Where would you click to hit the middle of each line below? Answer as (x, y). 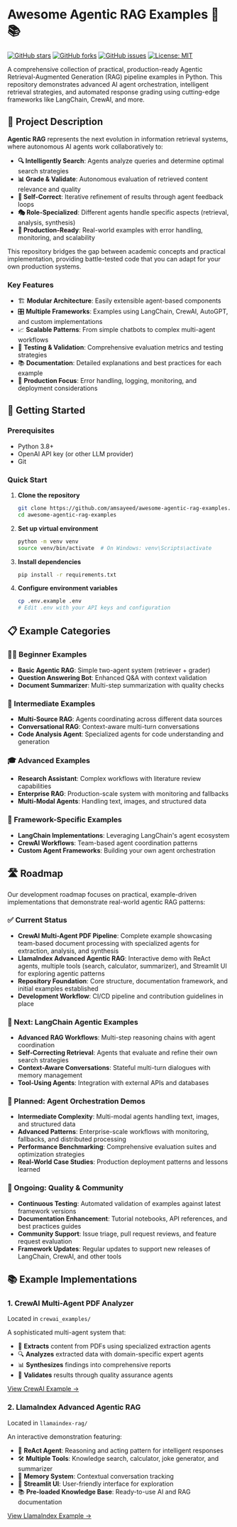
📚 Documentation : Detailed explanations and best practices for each (120, 363)
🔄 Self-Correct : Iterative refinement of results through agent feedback (120, 196)
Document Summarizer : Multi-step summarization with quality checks (121, 685)
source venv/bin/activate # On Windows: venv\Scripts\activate (115, 548)
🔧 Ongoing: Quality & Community (66, 1188)
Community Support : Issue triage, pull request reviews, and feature (117, 1234)
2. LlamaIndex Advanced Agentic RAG (74, 1408)
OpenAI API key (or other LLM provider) (75, 453)
